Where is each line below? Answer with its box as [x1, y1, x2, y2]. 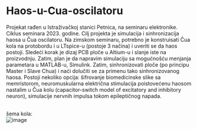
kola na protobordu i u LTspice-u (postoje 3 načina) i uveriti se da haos [6, 42, 178, 49]
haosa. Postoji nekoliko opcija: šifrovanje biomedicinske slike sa [6, 74, 161, 81]
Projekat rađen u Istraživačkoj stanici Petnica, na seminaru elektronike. [6, 24, 178, 31]
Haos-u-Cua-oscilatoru [6, 4, 123, 18]
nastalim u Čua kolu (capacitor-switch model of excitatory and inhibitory [6, 86, 182, 93]
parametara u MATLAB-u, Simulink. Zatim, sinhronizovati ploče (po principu [6, 61, 189, 68]
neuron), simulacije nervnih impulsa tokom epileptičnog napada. [6, 92, 162, 100]
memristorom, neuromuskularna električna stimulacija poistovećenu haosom [6, 80, 192, 87]
